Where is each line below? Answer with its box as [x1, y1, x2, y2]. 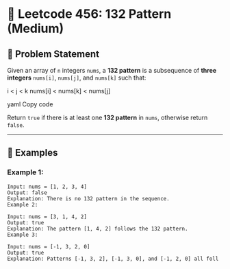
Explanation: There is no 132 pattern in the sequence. [7, 195, 170, 202]
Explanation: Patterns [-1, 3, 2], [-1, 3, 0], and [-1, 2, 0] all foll [7, 255, 219, 262]
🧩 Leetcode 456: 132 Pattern [7, 6, 172, 22]
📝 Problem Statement [7, 48, 100, 60]
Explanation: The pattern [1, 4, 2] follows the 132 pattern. [7, 225, 188, 232]
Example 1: [7, 167, 44, 177]
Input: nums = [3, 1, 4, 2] [7, 213, 88, 220]
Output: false [7, 189, 48, 196]
